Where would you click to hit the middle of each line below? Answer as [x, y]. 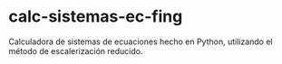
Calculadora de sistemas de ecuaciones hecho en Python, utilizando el [141, 41]
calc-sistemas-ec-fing [96, 17]
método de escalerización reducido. [76, 50]
